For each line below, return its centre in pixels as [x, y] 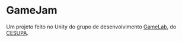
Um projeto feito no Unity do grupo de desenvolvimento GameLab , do [91, 27]
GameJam [32, 10]
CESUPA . [17, 33]
